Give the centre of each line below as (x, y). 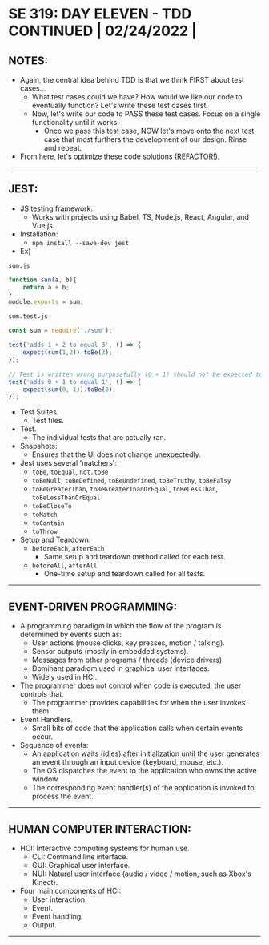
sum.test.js (28, 317)
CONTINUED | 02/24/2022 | (103, 31)
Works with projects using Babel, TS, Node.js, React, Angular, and (141, 216)
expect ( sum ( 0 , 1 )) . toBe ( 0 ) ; (69, 390)
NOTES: (28, 61)
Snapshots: (38, 446)
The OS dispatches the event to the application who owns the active (145, 771)
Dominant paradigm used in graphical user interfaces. (120, 668)
